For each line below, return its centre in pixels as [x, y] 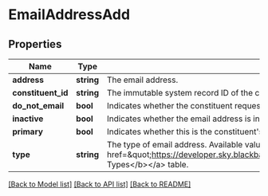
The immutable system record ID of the [180, 93]
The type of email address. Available [175, 145]
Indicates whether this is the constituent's [185, 131]
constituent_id [40, 93]
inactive [28, 119]
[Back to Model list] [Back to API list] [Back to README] [100, 184]
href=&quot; [129, 155]
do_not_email [38, 106]
